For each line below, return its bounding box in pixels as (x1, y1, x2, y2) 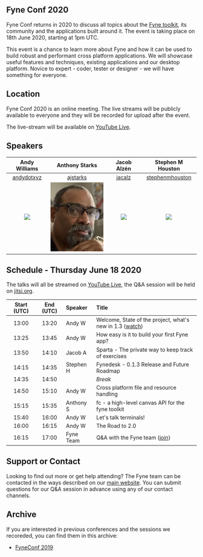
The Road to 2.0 (96, 422, 137, 430)
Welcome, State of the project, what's (96, 316, 190, 324)
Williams (16, 165, 39, 172)
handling (96, 390, 118, 398)
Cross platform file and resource (96, 384, 177, 392)
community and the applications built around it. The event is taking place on (6, 27, 195, 35)
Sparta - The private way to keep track (96, 345, 193, 353)
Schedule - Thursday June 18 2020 (6, 265, 142, 275)
